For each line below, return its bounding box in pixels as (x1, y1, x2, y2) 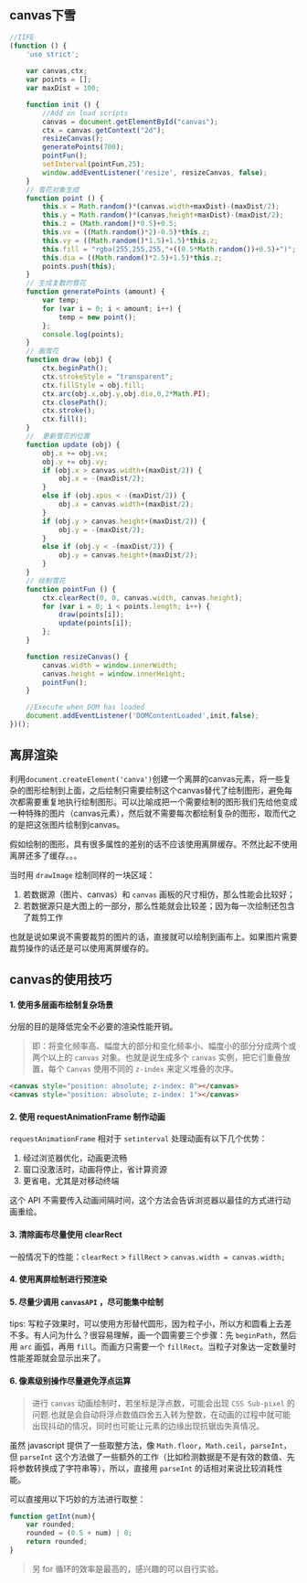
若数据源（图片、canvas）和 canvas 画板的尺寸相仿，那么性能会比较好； (22, 889, 295, 900)
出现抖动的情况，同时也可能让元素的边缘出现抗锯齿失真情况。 (31, 1420, 265, 1431)
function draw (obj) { (26, 355, 112, 365)
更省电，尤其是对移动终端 (22, 1175, 120, 1186)
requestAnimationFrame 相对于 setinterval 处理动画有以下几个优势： (9, 1133, 268, 1144)
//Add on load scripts (42, 108, 129, 118)
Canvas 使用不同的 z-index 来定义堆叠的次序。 (66, 1064, 239, 1075)
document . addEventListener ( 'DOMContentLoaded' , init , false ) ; (26, 711, 259, 721)
